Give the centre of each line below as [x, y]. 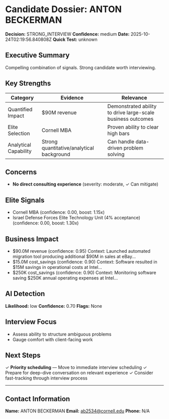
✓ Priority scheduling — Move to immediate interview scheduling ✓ [76, 367]
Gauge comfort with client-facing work [53, 339]
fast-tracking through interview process [47, 378]
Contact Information [38, 399]
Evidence [72, 98]
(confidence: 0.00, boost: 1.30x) [46, 223]
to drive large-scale [131, 112]
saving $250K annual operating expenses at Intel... [65, 278]
